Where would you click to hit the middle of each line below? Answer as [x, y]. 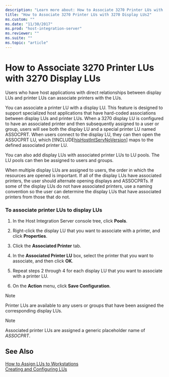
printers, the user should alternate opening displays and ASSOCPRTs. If [79, 181]
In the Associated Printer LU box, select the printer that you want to [83, 255]
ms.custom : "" [20, 19]
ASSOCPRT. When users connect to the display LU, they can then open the [83, 134]
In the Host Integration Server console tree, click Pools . [70, 221]
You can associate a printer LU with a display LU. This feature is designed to [84, 107]
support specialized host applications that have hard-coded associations [80, 113]
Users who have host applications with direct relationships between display [83, 92]
